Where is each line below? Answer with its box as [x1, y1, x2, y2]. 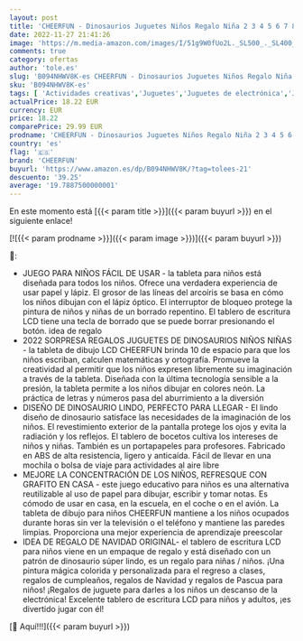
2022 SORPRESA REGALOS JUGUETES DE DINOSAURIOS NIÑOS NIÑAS [22, 335, 292, 346]
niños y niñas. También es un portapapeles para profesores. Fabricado [22, 441, 286, 451]
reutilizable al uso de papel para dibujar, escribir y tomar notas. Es [22, 488, 269, 499]
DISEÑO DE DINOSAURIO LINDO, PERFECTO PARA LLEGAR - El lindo [22, 403, 279, 413]
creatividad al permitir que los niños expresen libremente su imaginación [22, 364, 293, 375]
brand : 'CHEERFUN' [9, 155, 78, 165]
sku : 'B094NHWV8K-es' [9, 80, 91, 89]
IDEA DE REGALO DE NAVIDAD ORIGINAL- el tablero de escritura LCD [22, 536, 281, 547]
